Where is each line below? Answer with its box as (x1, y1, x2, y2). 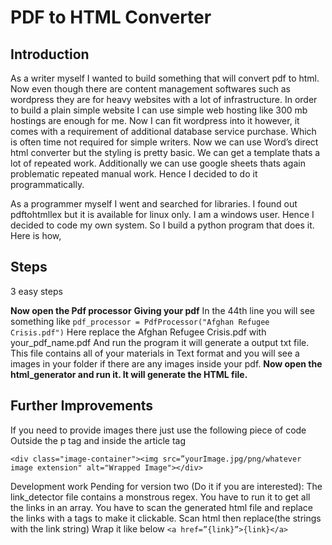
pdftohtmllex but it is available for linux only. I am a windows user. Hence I (10, 209, 315, 220)
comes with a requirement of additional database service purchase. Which (10, 126, 317, 137)
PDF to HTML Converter (10, 6, 212, 29)
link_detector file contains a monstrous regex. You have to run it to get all (10, 491, 311, 503)
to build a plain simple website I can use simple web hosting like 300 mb (10, 104, 308, 116)
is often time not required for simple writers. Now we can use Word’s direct (10, 136, 319, 148)
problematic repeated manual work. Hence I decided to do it (10, 168, 258, 180)
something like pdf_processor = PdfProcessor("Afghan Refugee (10, 315, 270, 327)
